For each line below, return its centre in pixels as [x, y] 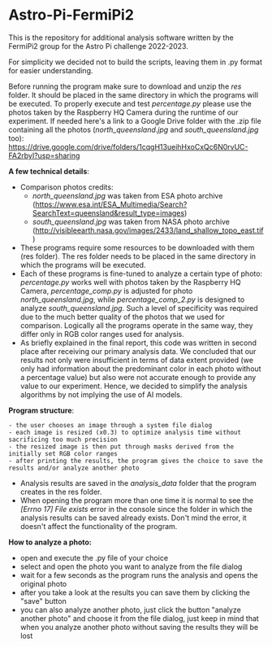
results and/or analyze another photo [74, 468]
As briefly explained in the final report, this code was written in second [138, 343]
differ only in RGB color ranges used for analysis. [102, 334]
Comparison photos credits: [67, 187]
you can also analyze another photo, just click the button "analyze [130, 610]
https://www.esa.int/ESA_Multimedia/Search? [111, 204]
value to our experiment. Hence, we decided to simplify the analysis [134, 386]
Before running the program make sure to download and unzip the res [125, 86]
